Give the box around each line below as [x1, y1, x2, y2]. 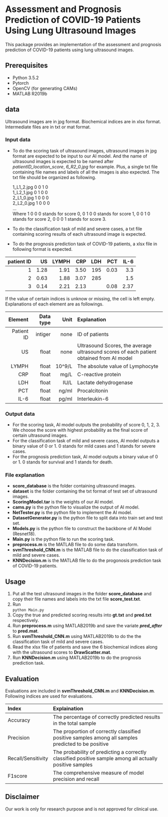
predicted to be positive [53, 741, 109, 748]
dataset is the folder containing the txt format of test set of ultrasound [12, 488, 157, 495]
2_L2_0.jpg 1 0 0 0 [12, 200, 50, 206]
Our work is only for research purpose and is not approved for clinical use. [5, 806, 158, 812]
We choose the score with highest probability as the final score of [12, 427, 148, 433]
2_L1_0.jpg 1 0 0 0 [12, 195, 49, 201]
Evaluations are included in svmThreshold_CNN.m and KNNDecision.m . [5, 688, 155, 694]
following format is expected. [12, 246, 72, 252]
